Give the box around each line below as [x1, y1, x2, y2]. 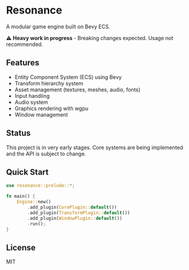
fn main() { [6, 193, 35, 199]
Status [6, 128, 31, 139]
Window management [14, 111, 68, 118]
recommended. [6, 41, 43, 48]
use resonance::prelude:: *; [6, 183, 75, 189]
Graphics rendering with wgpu [14, 104, 89, 112]
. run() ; [27, 220, 46, 227]
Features [6, 58, 39, 68]
